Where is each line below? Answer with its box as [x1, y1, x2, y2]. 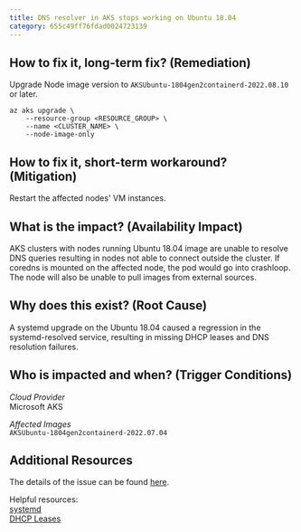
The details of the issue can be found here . [9, 477, 170, 488]
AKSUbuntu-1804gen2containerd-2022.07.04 [9, 428, 168, 437]
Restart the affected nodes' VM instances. [9, 193, 166, 204]
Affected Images [9, 418, 71, 430]
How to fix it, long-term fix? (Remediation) [9, 55, 251, 71]
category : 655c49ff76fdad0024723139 [9, 22, 147, 31]
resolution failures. [9, 341, 79, 352]
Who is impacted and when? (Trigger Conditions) [9, 367, 292, 383]
